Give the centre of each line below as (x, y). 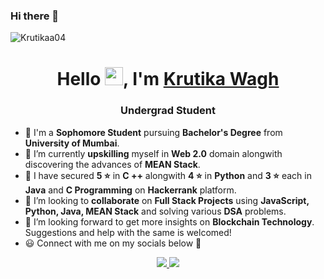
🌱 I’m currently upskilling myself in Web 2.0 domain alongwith (153, 153)
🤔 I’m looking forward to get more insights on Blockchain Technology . (169, 221)
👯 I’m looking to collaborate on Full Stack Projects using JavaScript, (167, 200)
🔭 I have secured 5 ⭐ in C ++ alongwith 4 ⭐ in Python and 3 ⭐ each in (168, 175)
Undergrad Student (168, 111)
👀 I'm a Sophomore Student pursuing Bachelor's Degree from (153, 132)
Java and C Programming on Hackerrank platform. (130, 190)
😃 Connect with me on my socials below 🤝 (113, 243)
